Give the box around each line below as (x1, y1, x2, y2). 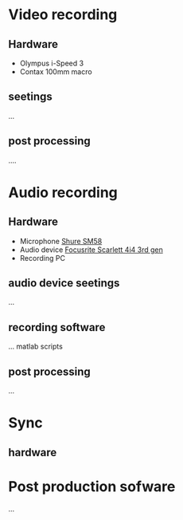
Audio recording (8, 183, 118, 201)
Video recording (8, 6, 118, 24)
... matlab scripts (8, 341, 64, 352)
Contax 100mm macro (19, 67, 93, 77)
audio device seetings (8, 277, 120, 290)
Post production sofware (8, 477, 176, 495)
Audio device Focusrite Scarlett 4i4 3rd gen (19, 245, 163, 254)
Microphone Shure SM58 (19, 236, 103, 246)
